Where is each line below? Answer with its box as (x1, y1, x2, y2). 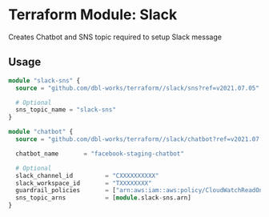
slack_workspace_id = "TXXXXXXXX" (15, 179, 152, 187)
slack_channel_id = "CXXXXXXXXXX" (15, 171, 159, 179)
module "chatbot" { (8, 128, 74, 136)
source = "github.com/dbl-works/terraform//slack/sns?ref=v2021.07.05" (15, 84, 260, 92)
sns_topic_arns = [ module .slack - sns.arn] (15, 194, 192, 202)
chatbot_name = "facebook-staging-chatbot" (15, 150, 184, 158)
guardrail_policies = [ (15, 187, 116, 195)
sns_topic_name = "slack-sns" (15, 106, 116, 114)
